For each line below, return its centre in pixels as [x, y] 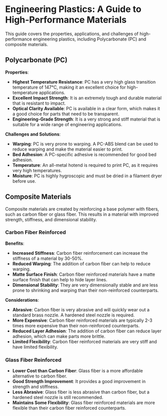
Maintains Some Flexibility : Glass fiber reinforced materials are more [84, 403]
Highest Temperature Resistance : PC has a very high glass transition [84, 82]
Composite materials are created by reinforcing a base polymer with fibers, [82, 209]
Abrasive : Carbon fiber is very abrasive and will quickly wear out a [81, 309]
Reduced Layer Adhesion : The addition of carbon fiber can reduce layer [87, 331]
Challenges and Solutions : [33, 134]
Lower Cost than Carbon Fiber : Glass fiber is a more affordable [78, 371]
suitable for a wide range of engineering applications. [67, 124]
